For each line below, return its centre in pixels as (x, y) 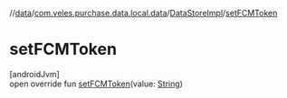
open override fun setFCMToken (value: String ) (96, 84)
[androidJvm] (35, 74)
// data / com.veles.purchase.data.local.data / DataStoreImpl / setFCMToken (143, 13)
